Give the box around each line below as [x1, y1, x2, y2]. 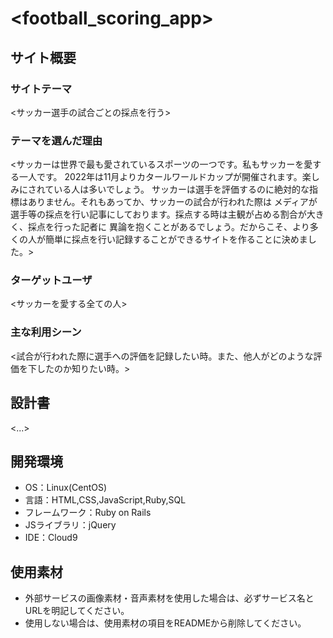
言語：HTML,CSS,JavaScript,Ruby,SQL [24, 494, 187, 506]
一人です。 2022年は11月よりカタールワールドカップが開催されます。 [18, 171, 303, 183]
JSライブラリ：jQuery [24, 519, 117, 531]
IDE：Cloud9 [24, 532, 78, 544]
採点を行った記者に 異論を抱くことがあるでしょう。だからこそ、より [27, 221, 310, 233]
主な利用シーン [10, 325, 82, 339]
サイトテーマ [10, 82, 73, 96]
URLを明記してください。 [24, 605, 130, 617]
